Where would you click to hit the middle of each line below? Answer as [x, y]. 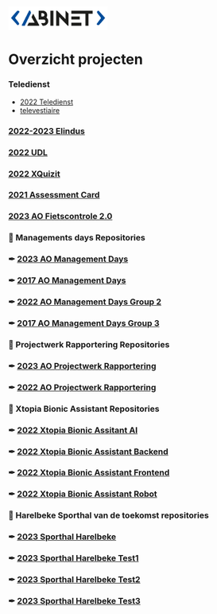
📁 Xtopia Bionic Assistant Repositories [84, 409]
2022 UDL [28, 152]
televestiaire [40, 110]
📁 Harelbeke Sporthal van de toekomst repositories [108, 515]
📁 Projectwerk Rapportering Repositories [89, 344]
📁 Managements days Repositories [77, 238]
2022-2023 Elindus [46, 131]
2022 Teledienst [46, 102]
